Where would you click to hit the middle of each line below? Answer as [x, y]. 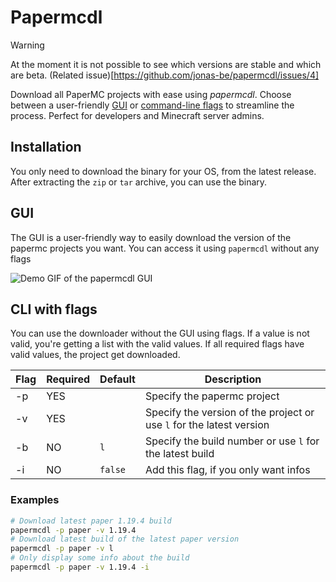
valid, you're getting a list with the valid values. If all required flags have [157, 344]
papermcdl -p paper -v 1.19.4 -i [80, 567]
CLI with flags [54, 309]
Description [233, 379]
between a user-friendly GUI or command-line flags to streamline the [152, 105]
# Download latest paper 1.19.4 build [91, 521]
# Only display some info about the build [100, 558]
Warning [27, 45]
